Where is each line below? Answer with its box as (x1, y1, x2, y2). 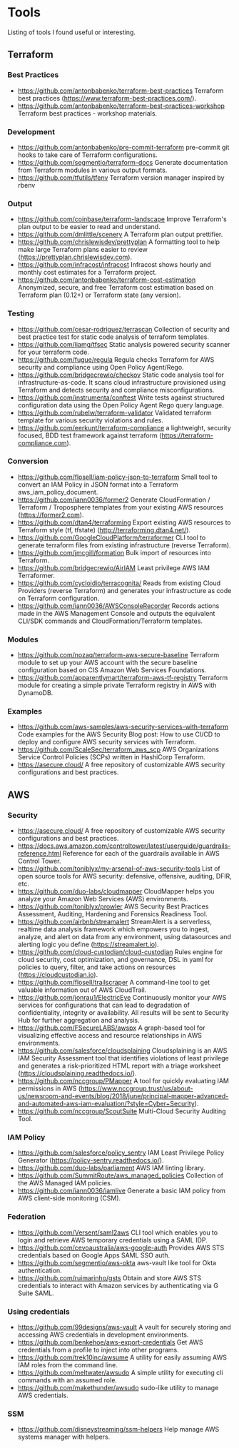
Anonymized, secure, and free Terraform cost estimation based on (17, 283, 214, 292)
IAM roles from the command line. (17, 1360, 118, 1369)
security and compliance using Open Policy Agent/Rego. (17, 363, 184, 371)
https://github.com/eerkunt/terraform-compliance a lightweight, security (17, 423, 231, 432)
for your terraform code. (17, 348, 89, 356)
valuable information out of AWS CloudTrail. (17, 986, 147, 994)
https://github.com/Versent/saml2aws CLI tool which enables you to (17, 1228, 218, 1237)
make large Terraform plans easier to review (17, 245, 148, 254)
